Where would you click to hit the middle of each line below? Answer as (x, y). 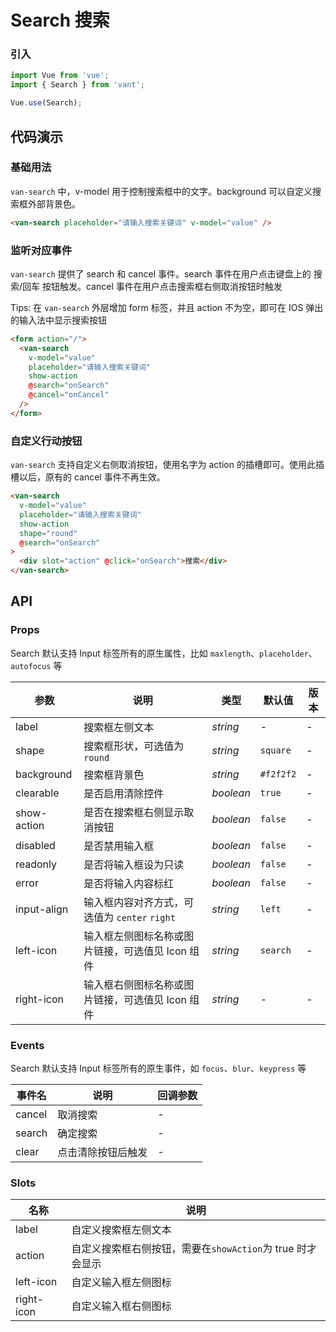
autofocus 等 (36, 665)
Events (27, 1045)
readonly (36, 864)
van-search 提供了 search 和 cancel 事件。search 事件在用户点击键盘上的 (161, 273)
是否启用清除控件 (124, 793)
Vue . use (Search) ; (46, 103)
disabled (35, 845)
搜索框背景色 (114, 774)
